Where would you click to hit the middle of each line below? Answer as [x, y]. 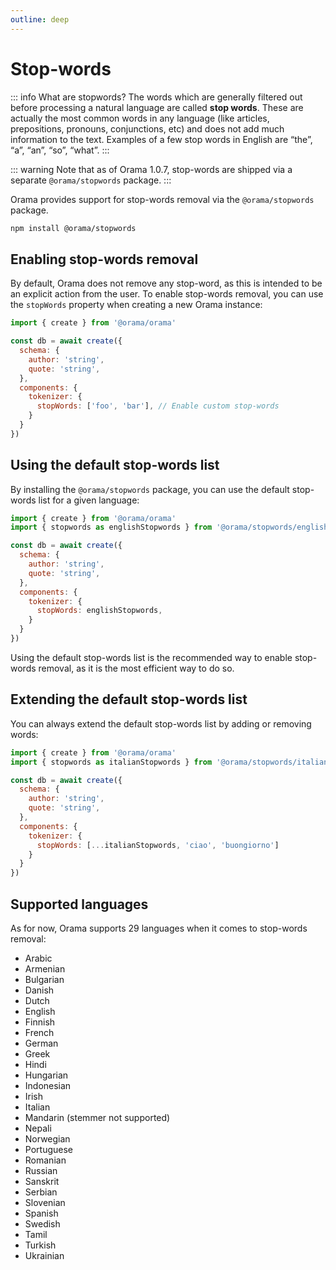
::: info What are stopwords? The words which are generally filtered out [156, 97]
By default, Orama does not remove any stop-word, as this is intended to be [166, 283]
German [41, 1043]
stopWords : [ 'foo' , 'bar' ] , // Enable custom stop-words [158, 406]
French [39, 1032]
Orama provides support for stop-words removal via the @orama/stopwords [162, 199]
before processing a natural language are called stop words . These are [157, 107]
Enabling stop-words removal [104, 259]
